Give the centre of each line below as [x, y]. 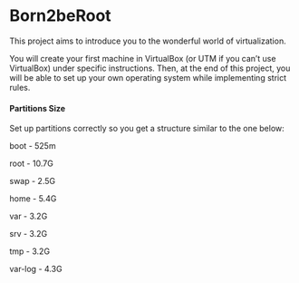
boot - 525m [33, 146]
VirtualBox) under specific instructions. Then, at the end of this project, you [150, 68]
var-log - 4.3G [36, 269]
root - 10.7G [32, 163]
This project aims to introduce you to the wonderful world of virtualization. [148, 41]
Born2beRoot [60, 16]
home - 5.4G [33, 199]
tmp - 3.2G [30, 251]
